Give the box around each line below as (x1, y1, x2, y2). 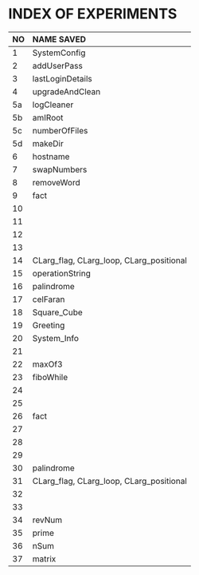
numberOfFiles (32, 125, 88, 136)
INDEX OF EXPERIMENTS (8, 5, 178, 23)
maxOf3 (32, 359, 63, 370)
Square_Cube (32, 307, 84, 318)
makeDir (32, 137, 64, 149)
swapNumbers (32, 164, 88, 175)
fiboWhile (32, 371, 68, 383)
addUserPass (32, 60, 84, 71)
